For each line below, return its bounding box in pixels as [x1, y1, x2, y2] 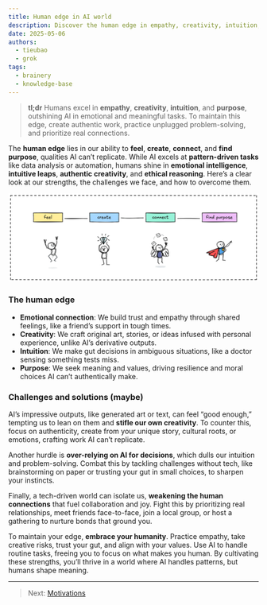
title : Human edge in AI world [8, 13, 112, 21]
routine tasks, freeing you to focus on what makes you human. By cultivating [8, 549, 259, 558]
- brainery [15, 72, 52, 80]
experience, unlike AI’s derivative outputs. [19, 338, 157, 347]
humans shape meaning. [8, 565, 89, 575]
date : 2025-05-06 [8, 29, 66, 37]
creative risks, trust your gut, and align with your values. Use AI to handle [8, 540, 248, 549]
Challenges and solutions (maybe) [8, 391, 144, 402]
